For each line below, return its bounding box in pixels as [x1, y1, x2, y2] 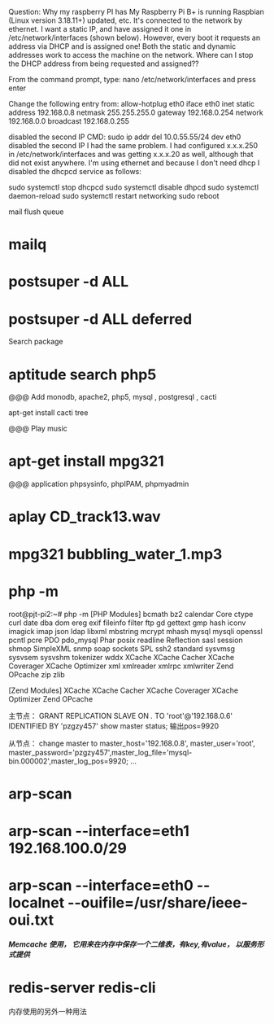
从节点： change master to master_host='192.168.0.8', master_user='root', [8, 738, 256, 748]
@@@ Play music [8, 423, 67, 434]
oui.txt [8, 911, 54, 930]
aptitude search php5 [8, 365, 157, 383]
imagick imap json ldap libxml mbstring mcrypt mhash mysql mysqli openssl [8, 626, 263, 636]
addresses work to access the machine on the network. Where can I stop [8, 50, 254, 59]
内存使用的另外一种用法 [8, 1006, 87, 1016]
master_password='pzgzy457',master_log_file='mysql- [8, 747, 193, 757]
